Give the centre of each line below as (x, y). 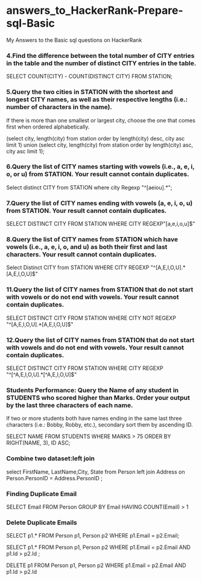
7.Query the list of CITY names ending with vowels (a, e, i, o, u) (99, 203)
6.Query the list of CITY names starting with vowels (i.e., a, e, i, (100, 167)
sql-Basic (31, 23)
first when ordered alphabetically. (48, 127)
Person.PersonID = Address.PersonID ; (54, 478)
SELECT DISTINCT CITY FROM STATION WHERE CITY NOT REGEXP (91, 318)
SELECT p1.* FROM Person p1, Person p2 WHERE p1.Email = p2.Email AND (99, 547)
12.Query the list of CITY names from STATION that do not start (100, 340)
